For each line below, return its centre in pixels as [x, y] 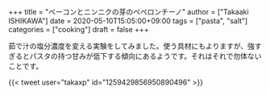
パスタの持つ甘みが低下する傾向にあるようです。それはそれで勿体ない [145, 56]
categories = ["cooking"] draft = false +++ [79, 29]
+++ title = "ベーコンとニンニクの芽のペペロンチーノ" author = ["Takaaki [129, 12]
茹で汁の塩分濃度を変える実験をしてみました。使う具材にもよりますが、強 [132, 46]
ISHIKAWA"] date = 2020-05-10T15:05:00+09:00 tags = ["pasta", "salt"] [128, 21]
